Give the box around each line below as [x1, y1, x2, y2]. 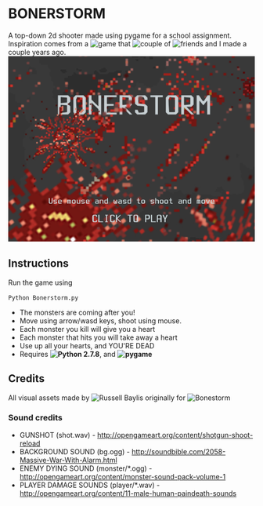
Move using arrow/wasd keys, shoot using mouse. [19, 315, 182, 326]
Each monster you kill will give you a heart [19, 324, 156, 333]
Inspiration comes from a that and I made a [8, 38, 247, 48]
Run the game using [8, 278, 73, 287]
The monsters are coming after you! [19, 308, 135, 317]
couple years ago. [8, 47, 67, 56]
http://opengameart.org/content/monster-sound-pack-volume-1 [19, 471, 226, 481]
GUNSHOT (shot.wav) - [19, 430, 96, 439]
